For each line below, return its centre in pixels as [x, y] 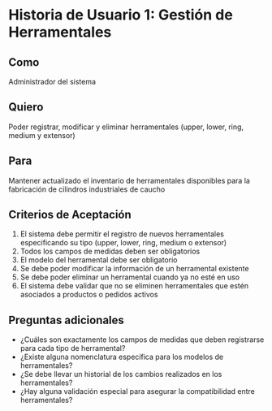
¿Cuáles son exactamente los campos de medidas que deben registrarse [142, 340]
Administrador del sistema [52, 82]
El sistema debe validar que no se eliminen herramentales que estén [134, 286]
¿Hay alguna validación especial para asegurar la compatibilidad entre [138, 392]
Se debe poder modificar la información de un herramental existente [134, 269]
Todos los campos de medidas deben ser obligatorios [110, 251]
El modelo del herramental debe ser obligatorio [99, 260]
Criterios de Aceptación [70, 215]
